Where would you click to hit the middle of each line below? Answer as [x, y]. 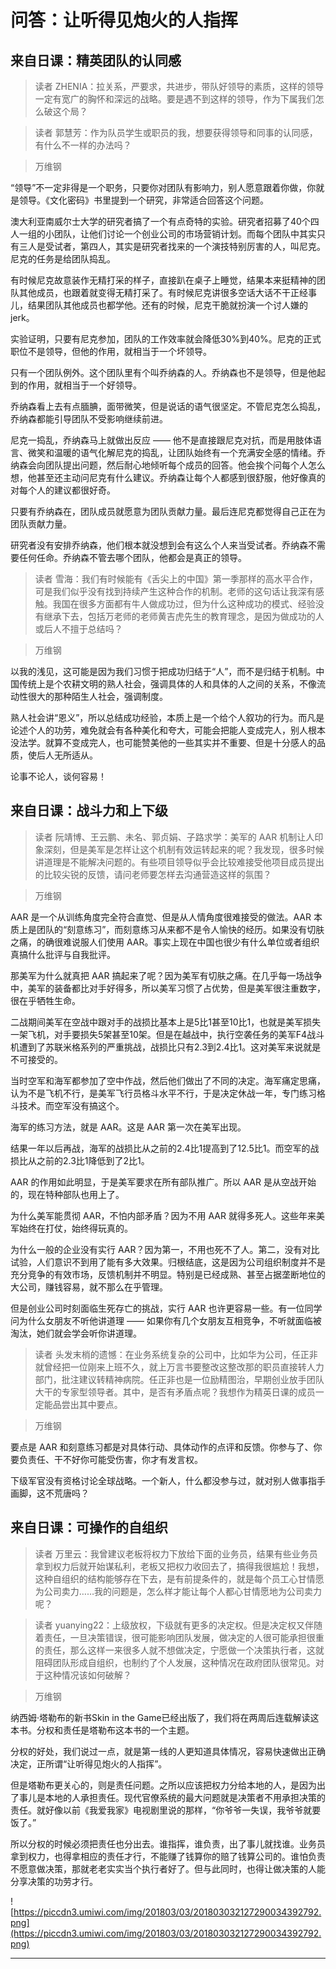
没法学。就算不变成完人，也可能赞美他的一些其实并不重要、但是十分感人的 [163, 742]
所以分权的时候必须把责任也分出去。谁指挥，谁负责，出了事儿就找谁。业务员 [168, 1843]
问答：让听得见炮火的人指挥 [124, 20]
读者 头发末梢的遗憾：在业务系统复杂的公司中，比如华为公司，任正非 [176, 1354]
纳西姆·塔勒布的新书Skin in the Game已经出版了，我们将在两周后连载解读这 [165, 1717]
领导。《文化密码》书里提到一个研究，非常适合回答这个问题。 [143, 200]
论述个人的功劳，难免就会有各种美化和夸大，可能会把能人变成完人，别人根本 [168, 730]
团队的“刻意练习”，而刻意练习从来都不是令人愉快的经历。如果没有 [172, 929]
